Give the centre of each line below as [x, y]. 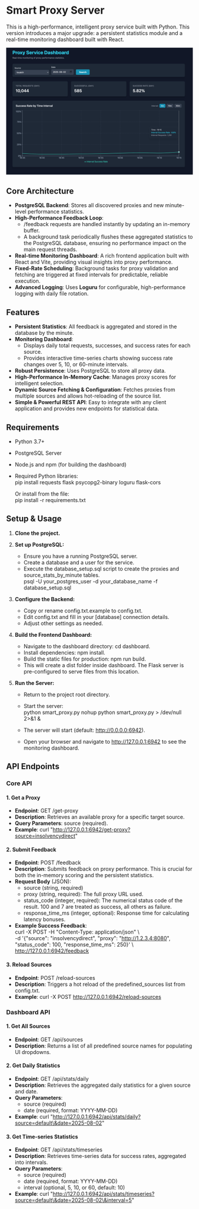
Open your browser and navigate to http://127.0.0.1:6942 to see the [105, 741]
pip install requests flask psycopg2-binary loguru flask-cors [88, 482]
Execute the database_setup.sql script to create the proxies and [101, 569]
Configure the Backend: [45, 599]
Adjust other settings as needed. [63, 623]
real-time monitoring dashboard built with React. [65, 39]
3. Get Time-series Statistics [42, 1137]
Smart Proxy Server [55, 10]
